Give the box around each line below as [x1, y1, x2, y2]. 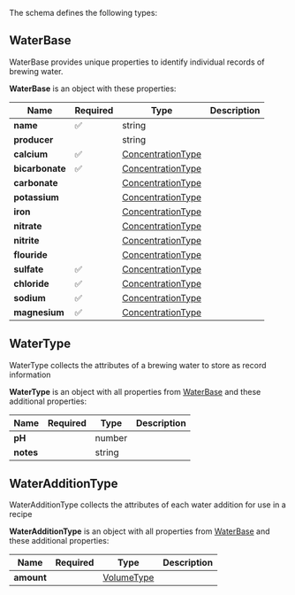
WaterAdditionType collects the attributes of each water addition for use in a [9, 499, 287, 510]
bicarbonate [13, 162, 66, 174]
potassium [13, 190, 59, 203]
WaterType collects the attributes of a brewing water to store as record [9, 359, 267, 370]
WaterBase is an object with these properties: [9, 83, 177, 94]
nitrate [13, 220, 42, 232]
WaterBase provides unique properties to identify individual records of [9, 57, 265, 67]
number [95, 431, 128, 444]
